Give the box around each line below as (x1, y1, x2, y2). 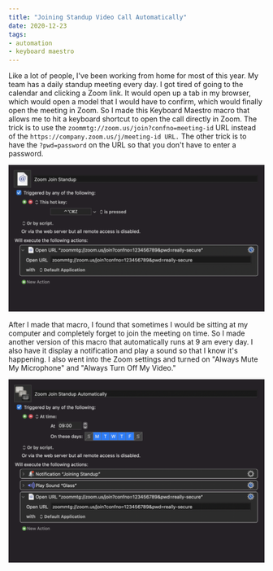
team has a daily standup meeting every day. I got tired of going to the (8, 80, 244, 90)
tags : (8, 30, 27, 38)
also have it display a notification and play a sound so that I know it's (8, 345, 238, 355)
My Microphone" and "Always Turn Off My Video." (8, 362, 176, 372)
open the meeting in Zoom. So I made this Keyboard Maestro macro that (8, 106, 250, 116)
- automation (8, 39, 53, 47)
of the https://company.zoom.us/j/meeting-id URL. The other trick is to (8, 131, 247, 142)
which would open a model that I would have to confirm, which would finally (8, 97, 262, 107)
